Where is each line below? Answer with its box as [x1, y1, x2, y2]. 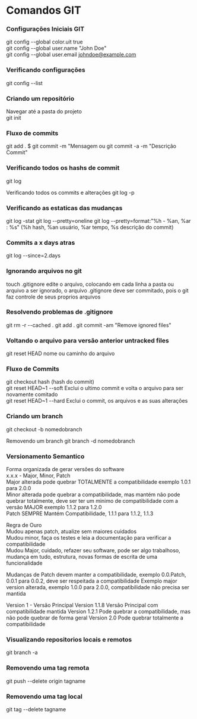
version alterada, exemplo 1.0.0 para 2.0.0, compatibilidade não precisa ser [6, 584, 190, 591]
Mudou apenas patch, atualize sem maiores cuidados [6, 528, 137, 535]
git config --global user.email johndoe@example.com [6, 51, 136, 58]
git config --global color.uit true [6, 38, 83, 45]
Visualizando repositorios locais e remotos [6, 635, 132, 643]
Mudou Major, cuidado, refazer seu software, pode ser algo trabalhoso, [6, 547, 180, 554]
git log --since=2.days [6, 252, 61, 259]
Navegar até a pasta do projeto [6, 108, 82, 115]
